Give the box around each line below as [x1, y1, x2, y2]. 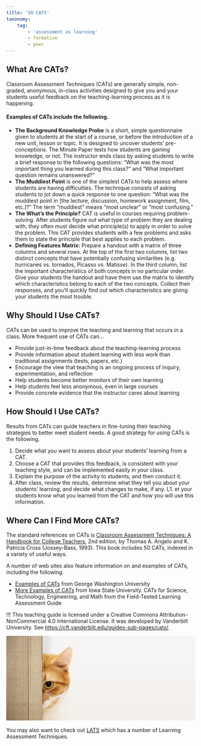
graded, [6, 87, 26, 94]
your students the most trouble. [14, 293, 93, 300]
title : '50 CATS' [6, 10, 50, 16]
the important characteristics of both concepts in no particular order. [14, 268, 185, 275]
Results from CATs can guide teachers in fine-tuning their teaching [6, 422, 171, 430]
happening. [6, 99, 34, 106]
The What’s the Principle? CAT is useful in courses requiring [14, 210, 166, 217]
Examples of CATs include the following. [6, 113, 109, 120]
